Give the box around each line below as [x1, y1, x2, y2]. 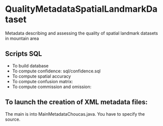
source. [5, 116, 21, 122]
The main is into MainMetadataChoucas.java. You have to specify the [5, 111, 145, 117]
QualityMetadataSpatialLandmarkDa [5, 3, 158, 15]
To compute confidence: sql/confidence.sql [12, 68, 101, 74]
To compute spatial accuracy [12, 73, 71, 79]
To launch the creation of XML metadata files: [5, 98, 148, 106]
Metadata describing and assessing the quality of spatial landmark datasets [5, 30, 158, 36]
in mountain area [5, 35, 39, 41]
